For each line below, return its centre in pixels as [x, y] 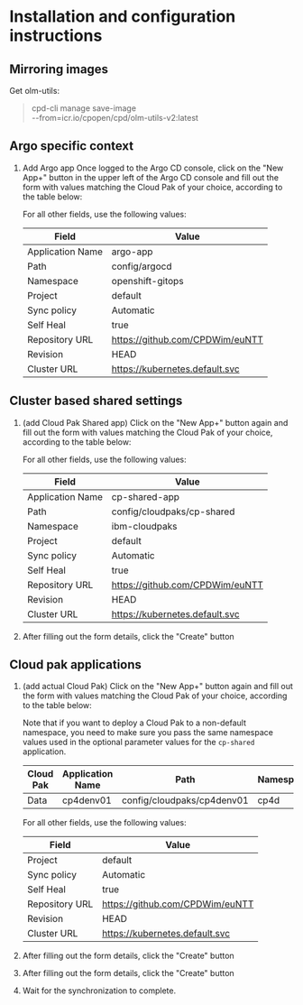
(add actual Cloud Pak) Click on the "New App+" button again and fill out [157, 687]
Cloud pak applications [76, 665]
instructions [56, 36]
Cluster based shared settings [96, 401]
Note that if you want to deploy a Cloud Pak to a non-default [134, 723]
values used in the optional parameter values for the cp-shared [138, 742]
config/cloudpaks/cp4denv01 [185, 800]
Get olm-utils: [35, 91]
